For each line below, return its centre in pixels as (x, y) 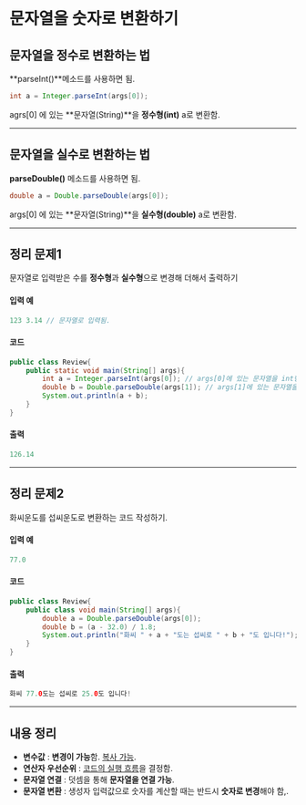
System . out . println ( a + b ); (95, 396)
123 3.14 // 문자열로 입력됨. (60, 320)
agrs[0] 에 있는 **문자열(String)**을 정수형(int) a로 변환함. (115, 114)
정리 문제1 (36, 254)
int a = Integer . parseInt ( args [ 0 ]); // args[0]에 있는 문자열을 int (168, 379)
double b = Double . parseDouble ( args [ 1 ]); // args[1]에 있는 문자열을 (170, 387)
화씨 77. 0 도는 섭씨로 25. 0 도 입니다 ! (71, 694)
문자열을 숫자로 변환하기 (94, 19)
